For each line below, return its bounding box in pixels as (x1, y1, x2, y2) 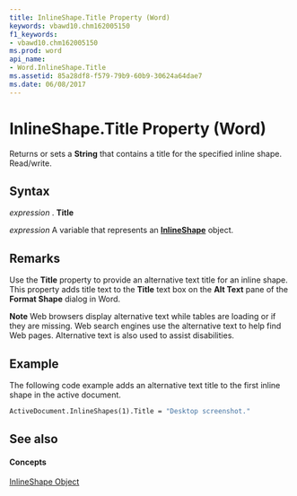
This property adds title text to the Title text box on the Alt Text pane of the (9, 284, 289, 295)
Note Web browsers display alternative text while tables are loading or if (9, 311, 276, 322)
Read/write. (9, 158, 52, 169)
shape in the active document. (9, 389, 121, 400)
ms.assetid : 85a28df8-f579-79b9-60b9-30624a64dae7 (9, 72, 203, 81)
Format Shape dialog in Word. (9, 293, 121, 305)
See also (9, 431, 58, 447)
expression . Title (9, 207, 74, 218)
